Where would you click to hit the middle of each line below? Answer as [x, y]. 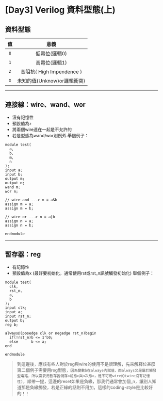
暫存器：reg [23, 254]
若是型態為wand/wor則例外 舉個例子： [50, 135]
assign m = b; [19, 208]
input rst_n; [18, 316]
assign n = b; [19, 225]
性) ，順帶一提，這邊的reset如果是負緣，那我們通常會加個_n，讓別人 [84, 381]
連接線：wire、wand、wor [45, 105]
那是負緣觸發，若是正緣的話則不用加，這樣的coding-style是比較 [85, 387]
